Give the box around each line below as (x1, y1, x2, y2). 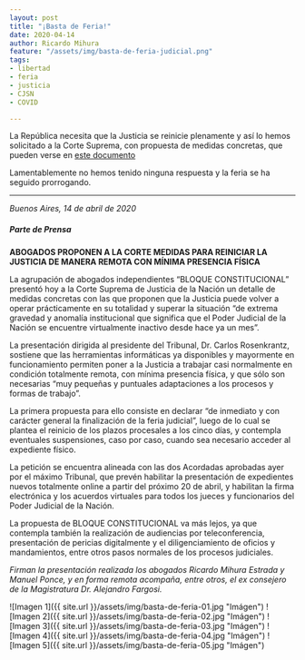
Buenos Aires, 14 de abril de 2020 (9, 203, 136, 214)
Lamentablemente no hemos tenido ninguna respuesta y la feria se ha (9, 167, 271, 178)
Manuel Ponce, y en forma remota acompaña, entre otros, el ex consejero (9, 574, 287, 586)
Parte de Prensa (9, 223, 72, 234)
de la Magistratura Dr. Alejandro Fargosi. (9, 584, 162, 595)
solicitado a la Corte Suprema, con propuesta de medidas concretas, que (9, 140, 283, 151)
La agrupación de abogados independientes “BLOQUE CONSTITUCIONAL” (9, 274, 290, 285)
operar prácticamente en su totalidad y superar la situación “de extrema (9, 303, 279, 314)
